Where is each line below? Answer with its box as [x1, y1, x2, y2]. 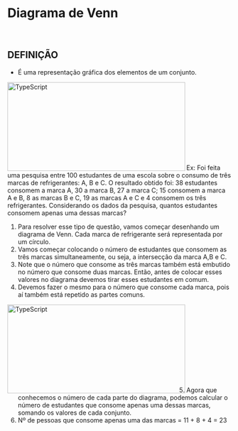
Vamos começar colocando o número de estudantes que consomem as [17, 245, 227, 253]
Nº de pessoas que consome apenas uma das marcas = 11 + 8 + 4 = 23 [17, 415, 227, 424]
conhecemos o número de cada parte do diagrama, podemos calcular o [17, 393, 229, 402]
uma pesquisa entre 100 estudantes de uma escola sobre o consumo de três [7, 170, 232, 179]
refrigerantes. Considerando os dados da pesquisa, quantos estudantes [7, 201, 218, 209]
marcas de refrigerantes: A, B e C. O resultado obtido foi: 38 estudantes [7, 178, 218, 187]
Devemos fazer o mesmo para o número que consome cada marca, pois [17, 283, 229, 291]
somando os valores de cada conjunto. [17, 408, 132, 417]
